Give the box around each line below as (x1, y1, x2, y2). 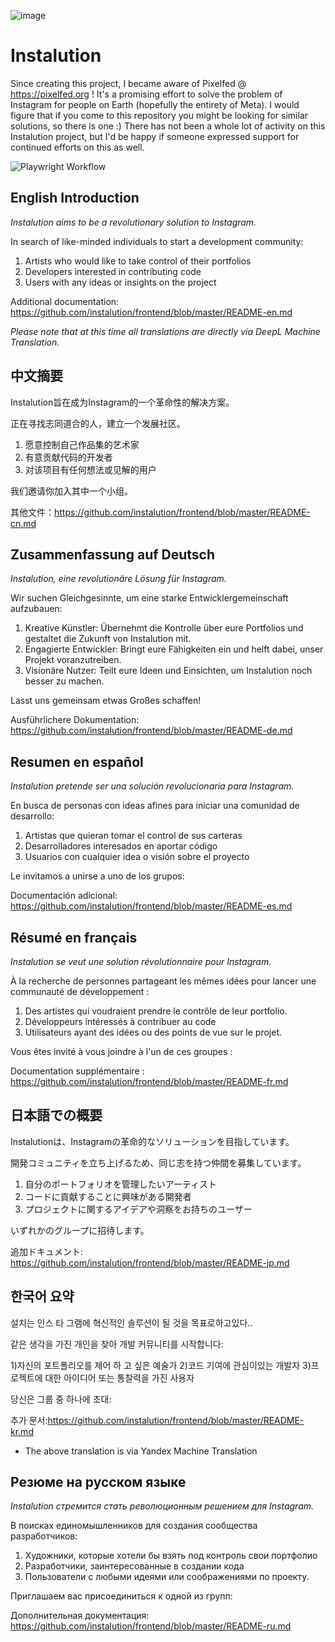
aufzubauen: (10, 603, 63, 615)
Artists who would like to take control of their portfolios (24, 255, 252, 267)
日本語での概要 (10, 1107, 103, 1124)
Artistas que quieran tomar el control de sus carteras (24, 830, 243, 842)
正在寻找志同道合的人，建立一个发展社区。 (10, 417, 186, 429)
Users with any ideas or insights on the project (24, 276, 217, 288)
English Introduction (10, 190, 140, 207)
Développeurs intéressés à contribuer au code (24, 1016, 217, 1027)
